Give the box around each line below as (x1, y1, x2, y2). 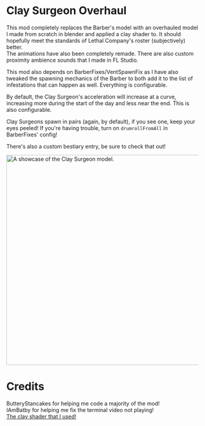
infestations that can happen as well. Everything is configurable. (6, 81, 168, 89)
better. (6, 43, 23, 51)
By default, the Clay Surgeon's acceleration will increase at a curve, (6, 93, 177, 100)
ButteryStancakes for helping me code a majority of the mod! (6, 400, 160, 407)
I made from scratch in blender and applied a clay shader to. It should (6, 30, 181, 37)
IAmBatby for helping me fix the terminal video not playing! (6, 406, 154, 413)
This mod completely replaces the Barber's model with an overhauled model (6, 24, 198, 31)
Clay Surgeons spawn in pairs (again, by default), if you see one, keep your (6, 117, 196, 125)
